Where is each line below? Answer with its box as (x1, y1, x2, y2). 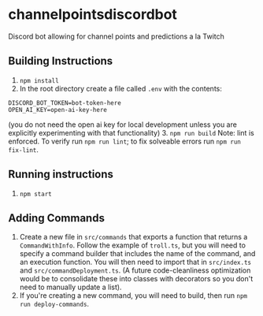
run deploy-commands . (19, 299, 89, 309)
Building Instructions (8, 54, 113, 68)
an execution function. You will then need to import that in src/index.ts (19, 258, 252, 267)
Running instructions (8, 168, 114, 181)
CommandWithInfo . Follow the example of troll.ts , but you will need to (19, 240, 246, 250)
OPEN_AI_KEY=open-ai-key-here (8, 106, 108, 113)
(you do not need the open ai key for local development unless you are (8, 120, 238, 129)
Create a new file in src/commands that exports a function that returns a (19, 232, 248, 242)
